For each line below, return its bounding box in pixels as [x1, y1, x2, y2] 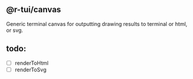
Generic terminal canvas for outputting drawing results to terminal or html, [6, 20, 188, 27]
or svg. [6, 27, 24, 34]
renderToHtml [14, 59, 49, 67]
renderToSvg [14, 66, 46, 73]
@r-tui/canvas [6, 5, 61, 15]
